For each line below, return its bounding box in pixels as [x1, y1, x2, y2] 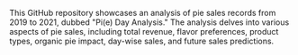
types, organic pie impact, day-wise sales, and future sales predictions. [9, 35, 275, 46]
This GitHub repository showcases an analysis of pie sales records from [9, 8, 276, 18]
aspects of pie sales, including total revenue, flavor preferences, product [9, 27, 279, 36]
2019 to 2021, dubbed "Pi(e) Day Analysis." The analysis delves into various [9, 17, 290, 27]
